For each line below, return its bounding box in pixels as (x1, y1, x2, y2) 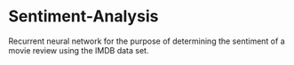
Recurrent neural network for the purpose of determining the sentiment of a (8, 36, 285, 46)
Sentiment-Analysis (8, 6, 159, 27)
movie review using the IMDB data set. (8, 45, 149, 55)
